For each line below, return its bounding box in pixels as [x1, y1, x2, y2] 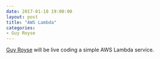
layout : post [6, 14, 38, 20]
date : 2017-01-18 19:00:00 [6, 8, 73, 15]
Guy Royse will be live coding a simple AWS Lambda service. [6, 46, 155, 53]
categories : [6, 25, 35, 31]
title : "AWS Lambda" [6, 19, 57, 25]
